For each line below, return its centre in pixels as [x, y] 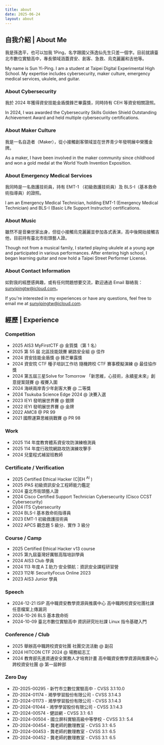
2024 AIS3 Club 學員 [33, 560]
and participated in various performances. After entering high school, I [76, 253]
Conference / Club [27, 635]
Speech [14, 592]
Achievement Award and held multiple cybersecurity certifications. [72, 118]
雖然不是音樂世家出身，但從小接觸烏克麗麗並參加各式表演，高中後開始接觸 [80, 232]
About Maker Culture [31, 130]
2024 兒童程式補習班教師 [37, 455]
